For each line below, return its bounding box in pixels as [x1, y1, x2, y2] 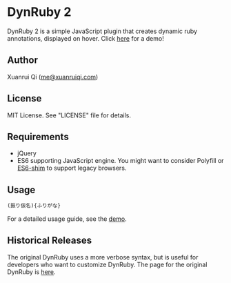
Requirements [7, 130, 69, 142]
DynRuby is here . [7, 267, 57, 276]
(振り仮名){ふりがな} [7, 202, 61, 209]
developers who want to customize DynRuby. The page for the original [7, 260, 208, 269]
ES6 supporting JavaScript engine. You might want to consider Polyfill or [17, 157, 224, 165]
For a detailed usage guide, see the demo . [7, 215, 128, 223]
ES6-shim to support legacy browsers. [17, 164, 127, 173]
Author [7, 55, 38, 66]
